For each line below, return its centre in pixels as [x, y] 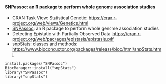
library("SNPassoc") [27, 72]
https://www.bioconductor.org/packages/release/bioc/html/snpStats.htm [87, 49]
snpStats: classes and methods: [45, 44]
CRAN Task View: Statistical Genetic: [50, 18]
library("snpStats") [27, 77]
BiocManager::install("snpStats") [41, 68]
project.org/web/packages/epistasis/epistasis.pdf [63, 39]
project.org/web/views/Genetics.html [50, 23]
